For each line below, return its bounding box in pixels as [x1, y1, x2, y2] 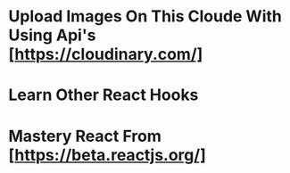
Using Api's [8, 25, 96, 45]
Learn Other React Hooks [8, 85, 199, 105]
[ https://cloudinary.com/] [8, 45, 203, 64]
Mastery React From [8, 126, 162, 146]
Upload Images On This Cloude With [8, 6, 282, 27]
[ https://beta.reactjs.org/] [8, 144, 206, 165]
